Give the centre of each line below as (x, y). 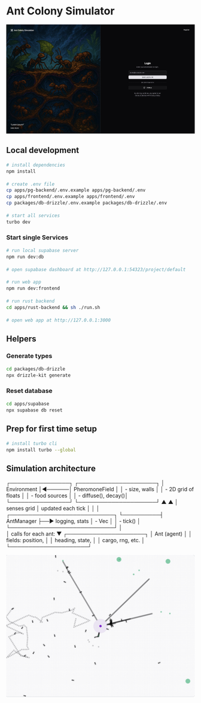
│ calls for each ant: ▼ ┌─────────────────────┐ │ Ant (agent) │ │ (99, 534)
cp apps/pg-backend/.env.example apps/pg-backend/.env (76, 190)
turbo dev (19, 222)
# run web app (24, 282)
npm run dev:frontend (33, 289)
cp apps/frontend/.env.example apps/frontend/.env (71, 197)
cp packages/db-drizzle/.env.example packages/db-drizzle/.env (87, 203)
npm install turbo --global (41, 450)
